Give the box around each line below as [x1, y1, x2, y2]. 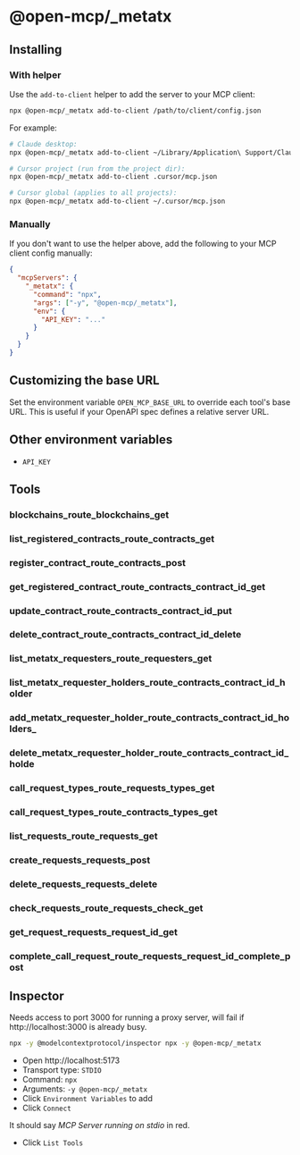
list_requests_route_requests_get [9, 830, 158, 842]
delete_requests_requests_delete [9, 878, 158, 890]
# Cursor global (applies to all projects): [9, 189, 178, 198]
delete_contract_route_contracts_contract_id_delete [9, 628, 242, 641]
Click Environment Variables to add [21, 1093, 154, 1104]
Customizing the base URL [9, 373, 160, 388]
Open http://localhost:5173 [21, 1055, 121, 1066]
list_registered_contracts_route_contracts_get [9, 532, 215, 544]
